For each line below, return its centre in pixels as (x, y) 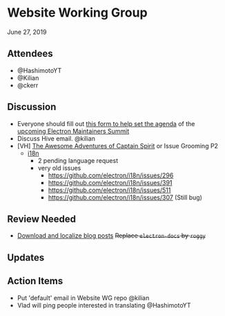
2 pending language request (78, 160)
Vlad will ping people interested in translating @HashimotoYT (104, 305)
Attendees (30, 54)
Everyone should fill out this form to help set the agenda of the (106, 123)
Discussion (32, 107)
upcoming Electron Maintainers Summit (73, 131)
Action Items (35, 281)
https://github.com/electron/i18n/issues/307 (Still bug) (125, 197)
